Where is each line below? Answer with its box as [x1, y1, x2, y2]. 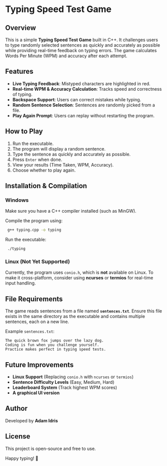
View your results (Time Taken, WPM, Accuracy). [12, 162, 114, 168]
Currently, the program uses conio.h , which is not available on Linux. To [5, 269, 153, 275]
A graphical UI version [12, 390, 60, 396]
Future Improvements [5, 360, 74, 369]
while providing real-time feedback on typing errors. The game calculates [5, 48, 157, 53]
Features [5, 67, 33, 76]
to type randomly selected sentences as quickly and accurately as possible [5, 42, 160, 48]
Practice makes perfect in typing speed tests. [5, 347, 106, 352]
